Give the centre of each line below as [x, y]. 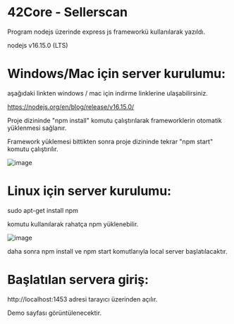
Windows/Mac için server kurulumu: [117, 74]
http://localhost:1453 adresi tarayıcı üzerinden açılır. [82, 299]
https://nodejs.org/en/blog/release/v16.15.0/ [71, 107]
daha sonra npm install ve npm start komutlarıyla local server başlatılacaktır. [117, 251]
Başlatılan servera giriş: [78, 280]
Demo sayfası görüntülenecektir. [55, 313]
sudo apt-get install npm [43, 210]
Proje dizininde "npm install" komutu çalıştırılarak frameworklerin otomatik [115, 120]
